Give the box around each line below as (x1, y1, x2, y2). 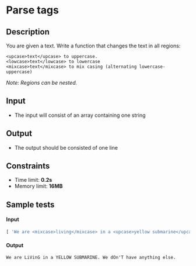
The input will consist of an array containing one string (14, 112, 146, 119)
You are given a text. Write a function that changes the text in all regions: (6, 42, 181, 49)
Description (6, 27, 50, 37)
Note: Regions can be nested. (6, 80, 78, 86)
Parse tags (6, 4, 60, 17)
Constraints (6, 161, 50, 171)
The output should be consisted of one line (14, 144, 118, 151)
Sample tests (6, 199, 55, 209)
